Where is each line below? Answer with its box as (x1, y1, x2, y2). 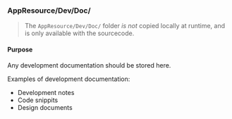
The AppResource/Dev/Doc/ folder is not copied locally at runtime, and (24, 22, 226, 30)
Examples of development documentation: (7, 75, 130, 83)
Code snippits (17, 96, 59, 104)
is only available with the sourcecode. (24, 29, 135, 37)
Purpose (7, 45, 33, 54)
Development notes (17, 88, 75, 96)
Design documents (17, 103, 73, 111)
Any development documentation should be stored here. (7, 61, 171, 69)
